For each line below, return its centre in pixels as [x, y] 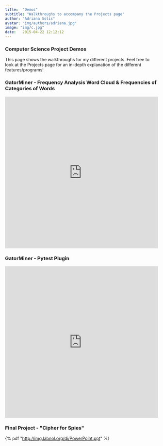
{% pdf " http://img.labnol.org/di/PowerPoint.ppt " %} [57, 438]
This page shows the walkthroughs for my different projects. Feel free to [77, 60]
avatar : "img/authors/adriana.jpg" [41, 23]
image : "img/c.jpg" [25, 28]
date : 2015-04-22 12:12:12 [34, 32]
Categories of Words [30, 89]
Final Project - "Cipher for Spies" [45, 428]
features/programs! [24, 70]
